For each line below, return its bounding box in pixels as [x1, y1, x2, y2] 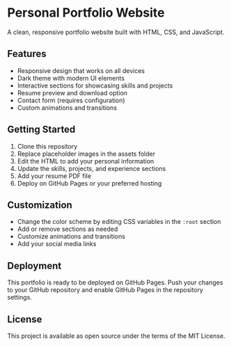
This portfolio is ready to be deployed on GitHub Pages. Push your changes [7, 278, 223, 287]
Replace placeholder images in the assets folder [17, 150, 155, 158]
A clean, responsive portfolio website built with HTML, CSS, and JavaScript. [7, 28, 225, 36]
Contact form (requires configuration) [17, 96, 125, 104]
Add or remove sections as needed [17, 225, 118, 234]
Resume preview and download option [17, 88, 127, 97]
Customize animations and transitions [17, 232, 125, 241]
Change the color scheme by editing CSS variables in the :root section [17, 218, 221, 226]
